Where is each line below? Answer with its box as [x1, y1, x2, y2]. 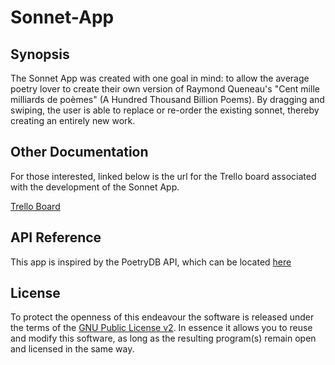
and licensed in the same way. [10, 343, 135, 355]
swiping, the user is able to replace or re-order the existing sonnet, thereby [10, 104, 320, 116]
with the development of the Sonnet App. [10, 181, 180, 193]
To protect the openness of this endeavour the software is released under [10, 311, 315, 323]
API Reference [10, 229, 102, 246]
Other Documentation [10, 144, 149, 161]
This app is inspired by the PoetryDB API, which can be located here [10, 256, 292, 268]
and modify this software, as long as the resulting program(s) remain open [10, 332, 317, 345]
